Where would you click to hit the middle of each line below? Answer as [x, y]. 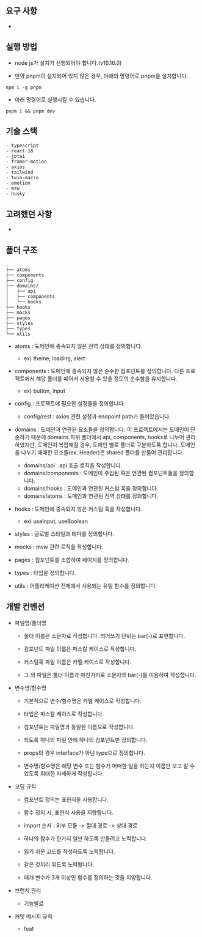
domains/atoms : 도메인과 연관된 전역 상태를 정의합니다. [91, 496]
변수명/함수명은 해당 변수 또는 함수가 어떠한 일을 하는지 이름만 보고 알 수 [109, 766]
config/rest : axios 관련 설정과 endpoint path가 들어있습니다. [97, 417]
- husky [16, 194]
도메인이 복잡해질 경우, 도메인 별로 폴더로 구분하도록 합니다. [108, 445]
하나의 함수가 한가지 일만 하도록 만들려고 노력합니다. [85, 838]
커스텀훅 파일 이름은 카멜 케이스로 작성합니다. [78, 662]
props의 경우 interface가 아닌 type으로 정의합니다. [84, 753]
